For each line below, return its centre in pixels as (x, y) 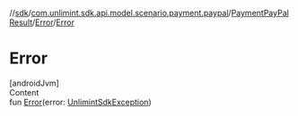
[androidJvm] (35, 83)
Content (24, 92)
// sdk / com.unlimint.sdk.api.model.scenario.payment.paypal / (120, 13)
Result (21, 22)
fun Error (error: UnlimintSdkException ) (80, 102)
